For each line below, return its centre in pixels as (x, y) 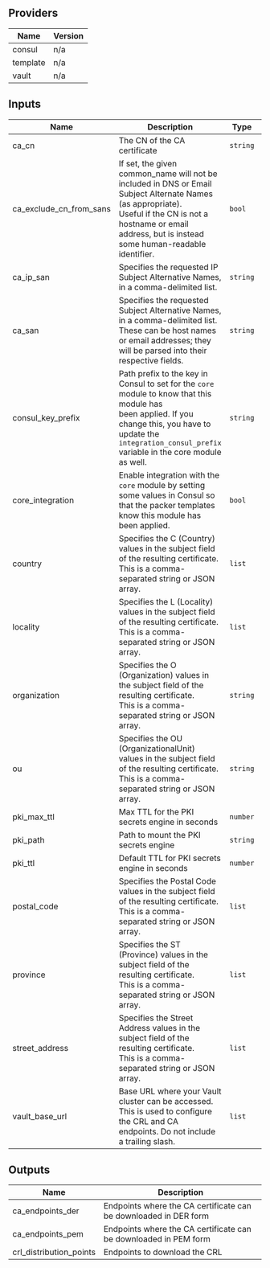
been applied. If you (156, 413)
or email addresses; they (165, 340)
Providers (33, 13)
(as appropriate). (150, 203)
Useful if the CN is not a (164, 214)
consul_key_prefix (46, 417)
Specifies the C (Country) (167, 538)
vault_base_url (40, 1116)
